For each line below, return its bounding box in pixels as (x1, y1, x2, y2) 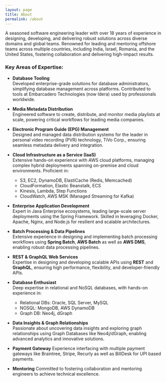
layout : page (5, 7, 32, 12)
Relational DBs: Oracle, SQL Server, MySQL (19, 299, 109, 305)
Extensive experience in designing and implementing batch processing (12, 234, 158, 240)
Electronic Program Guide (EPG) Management (12, 126, 109, 132)
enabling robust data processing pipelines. (12, 244, 100, 250)
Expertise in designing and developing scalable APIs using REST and (12, 259, 154, 265)
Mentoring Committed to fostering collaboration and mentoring (12, 366, 142, 372)
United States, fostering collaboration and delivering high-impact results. (5, 51, 154, 57)
